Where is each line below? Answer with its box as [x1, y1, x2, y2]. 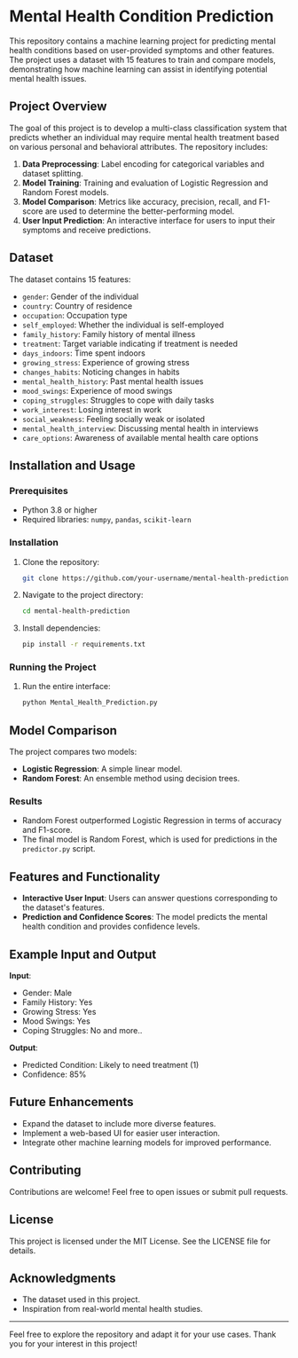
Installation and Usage [9, 458, 136, 473]
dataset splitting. [21, 168, 83, 178]
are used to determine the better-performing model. [44, 206, 235, 216]
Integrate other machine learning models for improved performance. [21, 1137, 272, 1148]
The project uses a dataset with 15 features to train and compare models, [9, 54, 277, 65]
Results [9, 796, 43, 808]
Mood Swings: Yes [21, 1016, 90, 1026]
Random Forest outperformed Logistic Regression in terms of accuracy [21, 815, 282, 826]
